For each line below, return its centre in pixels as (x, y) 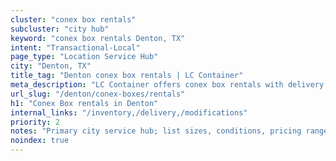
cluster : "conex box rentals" (73, 19)
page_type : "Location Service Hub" (84, 57)
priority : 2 (35, 122)
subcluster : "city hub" (60, 29)
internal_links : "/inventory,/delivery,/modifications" (129, 112)
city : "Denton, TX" (51, 66)
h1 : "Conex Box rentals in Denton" (84, 103)
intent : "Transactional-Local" (75, 47)
